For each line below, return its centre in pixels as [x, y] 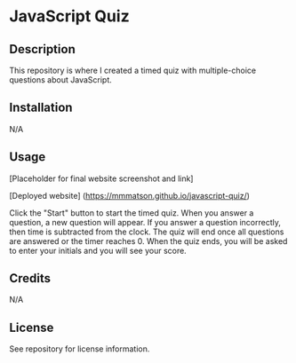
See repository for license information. [80, 349]
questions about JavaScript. [61, 80]
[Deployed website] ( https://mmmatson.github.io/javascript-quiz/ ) [130, 195]
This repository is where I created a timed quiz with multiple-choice [133, 70]
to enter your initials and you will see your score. [98, 250]
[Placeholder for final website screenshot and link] [101, 178]
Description [42, 49]
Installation [41, 108]
